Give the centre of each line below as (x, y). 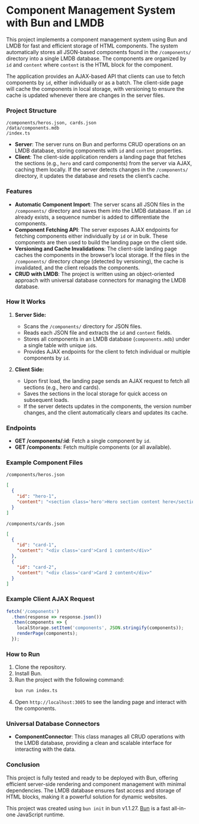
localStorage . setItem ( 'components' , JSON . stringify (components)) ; (100, 628)
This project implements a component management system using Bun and (97, 39)
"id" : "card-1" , (37, 545)
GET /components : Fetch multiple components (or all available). (93, 447)
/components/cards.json (36, 524)
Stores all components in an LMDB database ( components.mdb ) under (107, 339)
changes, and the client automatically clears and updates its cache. (106, 412)
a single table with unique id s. (60, 345)
